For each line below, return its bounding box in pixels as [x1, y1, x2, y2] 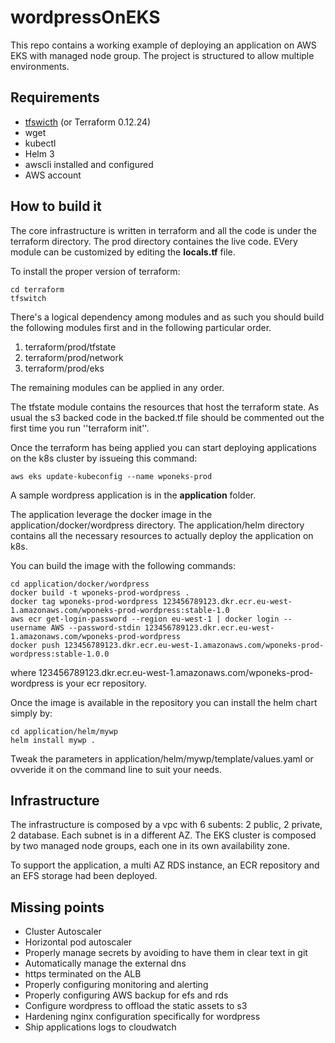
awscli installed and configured [24, 158, 154, 170]
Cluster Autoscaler [24, 926, 102, 938]
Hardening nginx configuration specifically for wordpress [24, 1011, 261, 1023]
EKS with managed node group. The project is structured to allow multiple [10, 49, 315, 61]
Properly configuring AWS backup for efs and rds [24, 989, 229, 1001]
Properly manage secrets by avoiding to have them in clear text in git [24, 947, 308, 959]
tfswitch [10, 293, 47, 303]
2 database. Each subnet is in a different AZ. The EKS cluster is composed [10, 829, 317, 841]
